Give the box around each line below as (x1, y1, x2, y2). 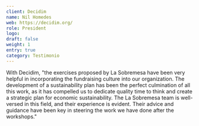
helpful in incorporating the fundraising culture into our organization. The (6, 75, 185, 82)
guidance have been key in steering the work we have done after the (6, 106, 174, 114)
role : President (6, 25, 46, 31)
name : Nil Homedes (6, 14, 52, 20)
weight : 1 (6, 42, 31, 48)
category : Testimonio (6, 53, 60, 59)
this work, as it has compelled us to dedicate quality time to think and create (6, 88, 193, 95)
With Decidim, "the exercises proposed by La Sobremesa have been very (6, 69, 185, 76)
